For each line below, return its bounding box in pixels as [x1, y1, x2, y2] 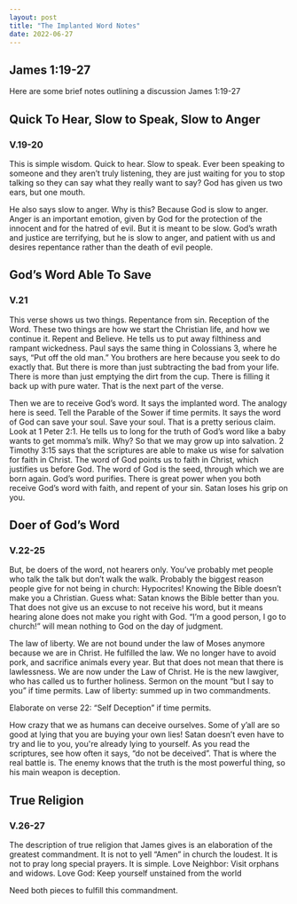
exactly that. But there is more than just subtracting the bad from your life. [9, 361, 279, 372]
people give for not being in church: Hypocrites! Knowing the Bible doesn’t [9, 583, 282, 594]
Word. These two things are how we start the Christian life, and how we [9, 323, 270, 334]
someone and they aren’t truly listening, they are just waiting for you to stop [9, 168, 285, 178]
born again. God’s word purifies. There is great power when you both [9, 472, 262, 484]
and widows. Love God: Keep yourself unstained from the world [9, 868, 242, 878]
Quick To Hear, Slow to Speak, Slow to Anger [9, 112, 261, 127]
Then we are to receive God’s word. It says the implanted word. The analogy [9, 397, 288, 408]
